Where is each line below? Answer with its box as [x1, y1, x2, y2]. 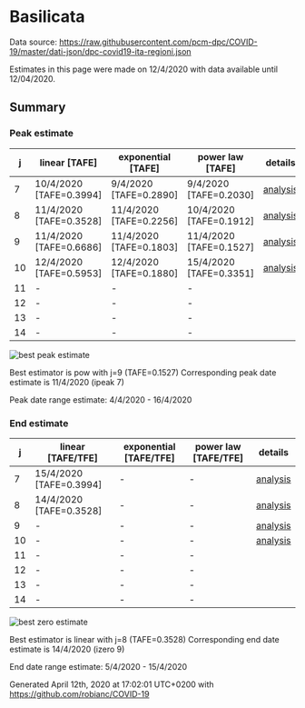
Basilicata [9, 6, 85, 27]
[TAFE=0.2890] [110, 188, 179, 201]
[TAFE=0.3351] [187, 266, 255, 279]
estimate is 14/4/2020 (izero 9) [9, 643, 125, 654]
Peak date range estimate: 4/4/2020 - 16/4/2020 [9, 394, 192, 405]
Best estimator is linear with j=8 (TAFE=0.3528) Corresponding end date [9, 633, 280, 644]
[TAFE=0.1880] [110, 266, 179, 279]
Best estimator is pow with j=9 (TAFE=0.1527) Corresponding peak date [9, 366, 277, 378]
